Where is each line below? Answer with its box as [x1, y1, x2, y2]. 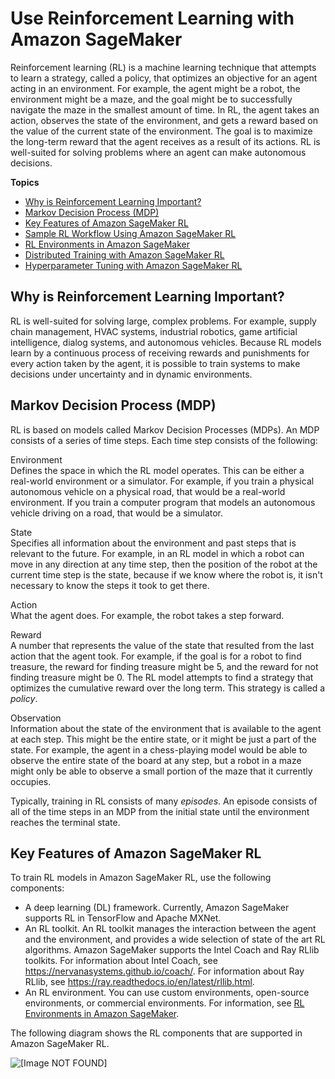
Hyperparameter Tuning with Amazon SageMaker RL [24, 259, 243, 271]
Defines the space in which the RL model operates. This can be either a [10, 464, 305, 476]
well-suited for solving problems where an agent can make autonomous [10, 146, 307, 158]
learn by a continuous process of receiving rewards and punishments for [10, 347, 310, 359]
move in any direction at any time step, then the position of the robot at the [10, 558, 318, 570]
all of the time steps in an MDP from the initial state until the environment [10, 805, 310, 817]
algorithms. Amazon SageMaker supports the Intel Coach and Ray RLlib [24, 944, 320, 956]
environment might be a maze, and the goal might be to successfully [10, 93, 293, 105]
